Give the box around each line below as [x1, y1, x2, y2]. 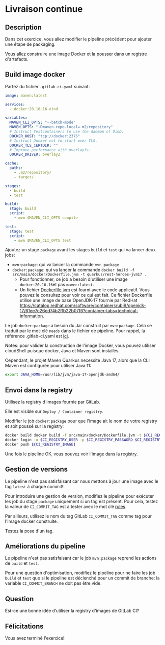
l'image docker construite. [5, 518, 58, 524]
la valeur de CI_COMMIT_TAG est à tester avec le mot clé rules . [5, 504, 127, 509]
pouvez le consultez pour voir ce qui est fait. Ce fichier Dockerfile [19, 292, 153, 298]
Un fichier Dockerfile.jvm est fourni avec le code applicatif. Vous [19, 287, 150, 293]
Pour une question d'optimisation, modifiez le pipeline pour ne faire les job [5, 570, 156, 576]
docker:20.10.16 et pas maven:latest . [19, 282, 94, 288]
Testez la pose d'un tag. [5, 528, 54, 534]
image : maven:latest [5, 93, 48, 98]
